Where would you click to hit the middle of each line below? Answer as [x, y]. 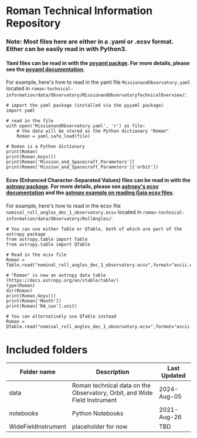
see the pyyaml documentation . [46, 69]
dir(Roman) [19, 291]
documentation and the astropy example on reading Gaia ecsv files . [90, 193]
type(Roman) [21, 285]
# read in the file [30, 121]
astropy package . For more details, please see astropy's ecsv [83, 186]
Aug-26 [170, 417]
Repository [33, 23]
